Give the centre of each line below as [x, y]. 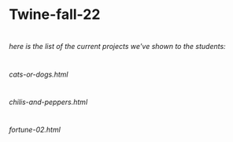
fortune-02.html [35, 129]
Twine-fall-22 [55, 15]
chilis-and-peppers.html [48, 102]
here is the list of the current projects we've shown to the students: [118, 47]
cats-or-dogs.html [39, 74]
